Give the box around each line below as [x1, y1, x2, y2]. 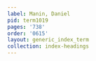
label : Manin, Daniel [7, 10, 71, 18]
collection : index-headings [7, 43, 90, 50]
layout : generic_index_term [7, 36, 90, 43]
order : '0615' [7, 29, 49, 37]
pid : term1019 [7, 17, 49, 24]
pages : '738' [7, 23, 46, 30]
